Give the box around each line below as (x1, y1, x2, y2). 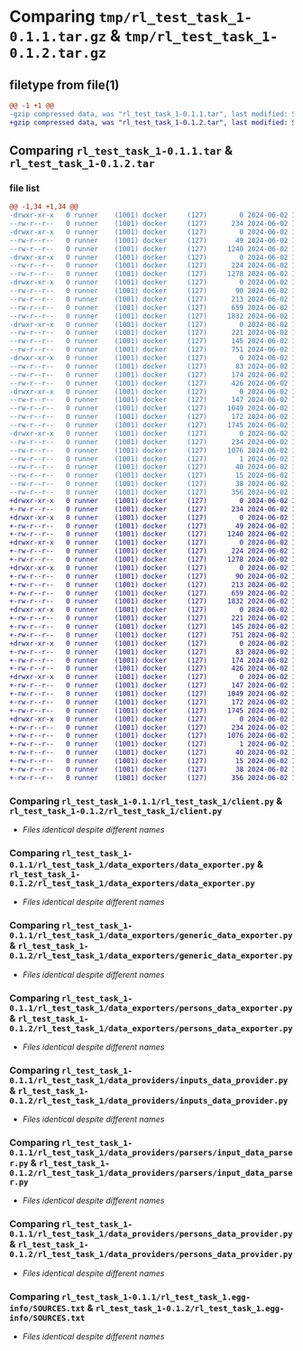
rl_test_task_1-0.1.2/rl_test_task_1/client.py (9, 806, 223, 816)
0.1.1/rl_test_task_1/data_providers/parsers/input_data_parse (9, 1148, 293, 1158)
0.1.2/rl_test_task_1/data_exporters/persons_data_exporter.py (9, 1023, 293, 1033)
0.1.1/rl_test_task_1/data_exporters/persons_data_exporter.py (9, 1002, 293, 1013)
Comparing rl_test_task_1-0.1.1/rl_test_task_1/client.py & (9, 795, 283, 807)
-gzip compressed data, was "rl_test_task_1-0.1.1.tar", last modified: (9, 109, 289, 118)
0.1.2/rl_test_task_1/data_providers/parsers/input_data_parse (9, 1168, 293, 1179)
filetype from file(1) (9, 77, 120, 92)
